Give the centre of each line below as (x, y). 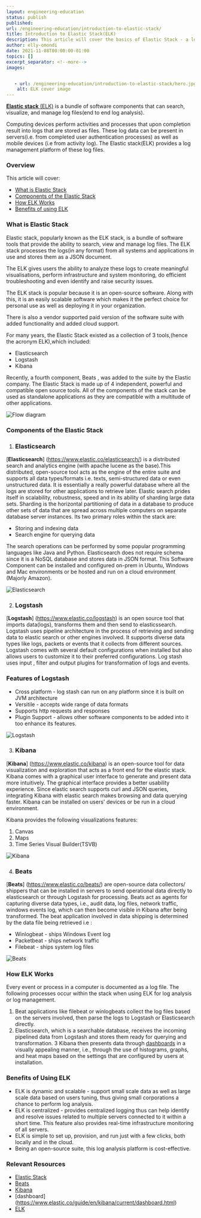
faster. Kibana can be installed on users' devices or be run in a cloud (91, 802)
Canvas (24, 831)
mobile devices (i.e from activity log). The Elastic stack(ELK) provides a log (99, 143)
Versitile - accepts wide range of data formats (71, 704)
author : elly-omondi (32, 46)
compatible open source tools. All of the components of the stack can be (96, 390)
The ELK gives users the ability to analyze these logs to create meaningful (98, 268)
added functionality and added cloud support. (63, 323)
